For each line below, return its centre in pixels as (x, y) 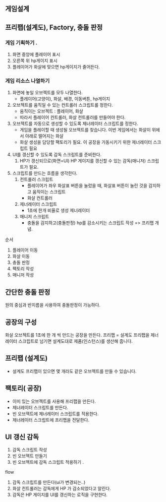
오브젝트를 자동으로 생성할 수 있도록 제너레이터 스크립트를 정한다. (75, 124)
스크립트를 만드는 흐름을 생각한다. (45, 173)
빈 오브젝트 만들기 (29, 456)
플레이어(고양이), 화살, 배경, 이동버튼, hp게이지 (65, 99)
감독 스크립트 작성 (29, 450)
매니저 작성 (23, 275)
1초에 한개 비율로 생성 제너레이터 (58, 210)
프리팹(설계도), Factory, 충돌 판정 (54, 27)
